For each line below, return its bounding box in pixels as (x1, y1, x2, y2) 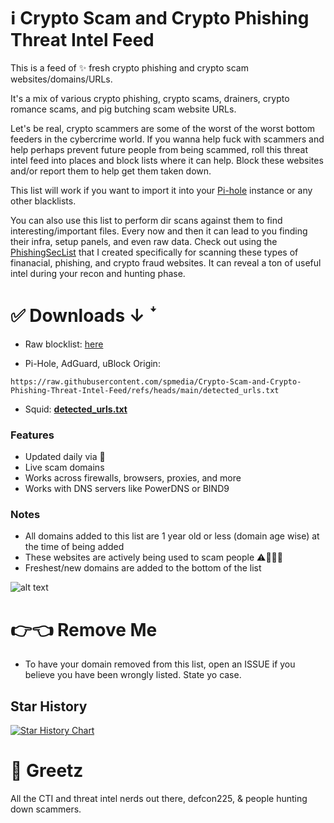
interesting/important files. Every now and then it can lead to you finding (10, 225, 308, 237)
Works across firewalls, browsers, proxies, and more (24, 472, 242, 484)
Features (10, 428, 55, 442)
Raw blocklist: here (24, 338, 104, 350)
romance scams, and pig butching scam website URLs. (10, 103, 237, 115)
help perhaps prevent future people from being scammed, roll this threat (10, 143, 309, 155)
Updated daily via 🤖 (24, 451, 106, 463)
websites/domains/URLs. (10, 73, 113, 85)
